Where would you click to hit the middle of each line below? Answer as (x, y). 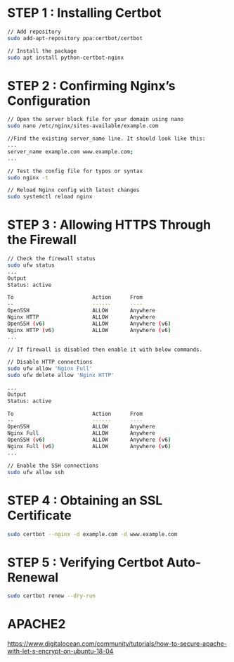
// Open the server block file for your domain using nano (96, 120)
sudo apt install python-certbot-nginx (66, 58)
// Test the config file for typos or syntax (75, 171)
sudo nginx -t (28, 177)
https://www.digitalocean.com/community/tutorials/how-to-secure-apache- (117, 644)
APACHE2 (37, 624)
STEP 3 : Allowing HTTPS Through (109, 225)
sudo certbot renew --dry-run (52, 596)
